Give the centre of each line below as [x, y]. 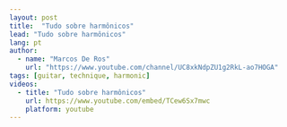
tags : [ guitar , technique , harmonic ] [80, 76]
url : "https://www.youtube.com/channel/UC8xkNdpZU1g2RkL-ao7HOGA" [152, 68]
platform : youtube [60, 109]
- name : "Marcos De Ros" [64, 59]
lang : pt [26, 42]
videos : [24, 84]
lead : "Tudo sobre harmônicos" [68, 34]
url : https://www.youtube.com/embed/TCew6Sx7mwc [118, 101]
